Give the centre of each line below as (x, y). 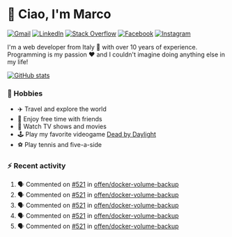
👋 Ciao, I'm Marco (59, 14)
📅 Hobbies (25, 93)
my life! (18, 61)
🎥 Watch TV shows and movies (62, 127)
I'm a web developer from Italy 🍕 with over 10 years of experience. (102, 47)
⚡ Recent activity (37, 166)
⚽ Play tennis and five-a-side (60, 145)
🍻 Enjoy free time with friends (60, 119)
